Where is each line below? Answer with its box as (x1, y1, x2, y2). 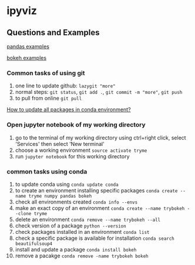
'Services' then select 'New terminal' (15, 140, 105, 147)
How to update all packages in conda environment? (6, 106, 131, 113)
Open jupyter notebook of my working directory (6, 121, 146, 129)
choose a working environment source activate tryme (15, 147, 147, 154)
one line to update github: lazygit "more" (15, 82, 116, 89)
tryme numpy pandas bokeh (28, 193, 92, 199)
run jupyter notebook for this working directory (15, 152, 130, 159)
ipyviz (6, 4, 38, 18)
